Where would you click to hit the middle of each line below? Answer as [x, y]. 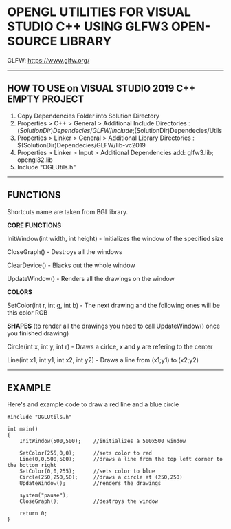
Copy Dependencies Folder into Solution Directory [88, 116]
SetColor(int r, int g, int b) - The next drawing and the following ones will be [113, 305]
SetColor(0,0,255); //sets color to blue [87, 471]
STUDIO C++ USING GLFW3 [88, 27]
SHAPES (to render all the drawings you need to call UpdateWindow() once [114, 326]
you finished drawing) [38, 333]
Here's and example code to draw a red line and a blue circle [93, 404]
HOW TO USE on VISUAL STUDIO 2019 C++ [101, 89]
